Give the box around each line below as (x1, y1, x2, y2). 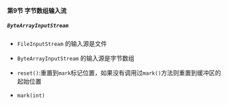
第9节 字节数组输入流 (7, 6, 67, 14)
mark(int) (16, 92, 46, 99)
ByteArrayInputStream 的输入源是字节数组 (16, 54, 135, 62)
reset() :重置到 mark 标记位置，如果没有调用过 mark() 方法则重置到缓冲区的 (16, 69, 221, 77)
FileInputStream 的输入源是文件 (16, 39, 107, 47)
